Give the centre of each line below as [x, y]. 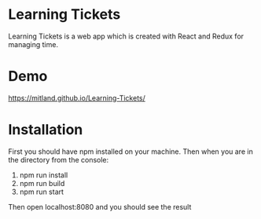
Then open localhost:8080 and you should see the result [100, 206]
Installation [46, 130]
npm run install [44, 175]
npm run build [42, 183]
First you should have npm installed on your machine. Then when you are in [130, 151]
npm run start [42, 192]
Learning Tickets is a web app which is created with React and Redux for [126, 36]
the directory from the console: [59, 159]
